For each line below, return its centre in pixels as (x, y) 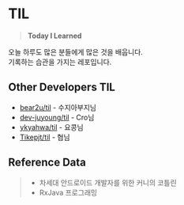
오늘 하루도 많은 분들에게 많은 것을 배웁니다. (76, 51)
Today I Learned (54, 36)
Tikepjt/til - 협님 (45, 137)
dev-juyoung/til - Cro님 (57, 117)
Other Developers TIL (62, 87)
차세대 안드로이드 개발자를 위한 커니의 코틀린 (108, 182)
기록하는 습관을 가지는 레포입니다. (60, 62)
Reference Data (47, 163)
